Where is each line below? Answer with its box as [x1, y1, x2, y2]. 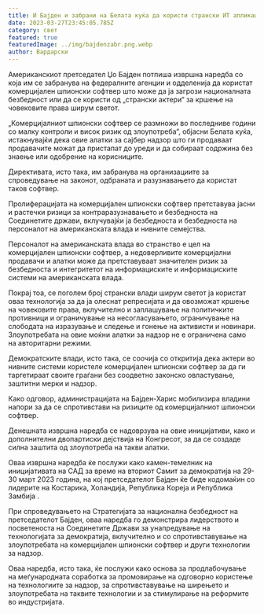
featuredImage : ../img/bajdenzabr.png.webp [8, 41, 153, 49]
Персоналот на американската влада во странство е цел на [8, 239, 211, 249]
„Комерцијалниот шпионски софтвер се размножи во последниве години [8, 119, 256, 128]
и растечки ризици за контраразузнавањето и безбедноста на [8, 208, 218, 216]
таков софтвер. [8, 184, 60, 193]
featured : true [8, 33, 58, 42]
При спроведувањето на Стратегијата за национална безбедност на [8, 507, 238, 516]
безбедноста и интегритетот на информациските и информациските [8, 264, 238, 274]
